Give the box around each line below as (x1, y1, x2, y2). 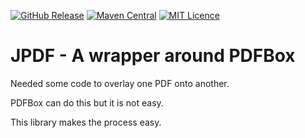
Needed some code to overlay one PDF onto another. (10, 77, 230, 89)
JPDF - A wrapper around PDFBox (10, 45, 296, 67)
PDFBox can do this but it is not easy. (10, 96, 164, 109)
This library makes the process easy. (10, 116, 162, 128)
